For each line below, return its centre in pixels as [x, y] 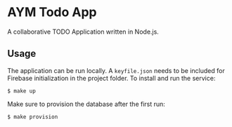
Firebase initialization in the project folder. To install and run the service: [111, 78]
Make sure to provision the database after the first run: [86, 104]
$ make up [22, 91]
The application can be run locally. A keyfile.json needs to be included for [116, 70]
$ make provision [33, 116]
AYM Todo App [52, 12]
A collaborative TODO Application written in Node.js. [83, 32]
